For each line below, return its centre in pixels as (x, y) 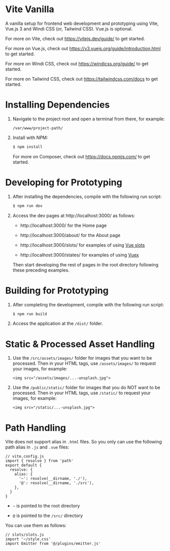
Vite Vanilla (30, 9)
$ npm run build (30, 314)
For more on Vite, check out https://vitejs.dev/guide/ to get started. (75, 39)
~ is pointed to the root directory (46, 506)
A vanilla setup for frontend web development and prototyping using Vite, (82, 23)
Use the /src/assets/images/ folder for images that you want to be (82, 358)
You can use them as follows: (36, 526)
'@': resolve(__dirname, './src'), (56, 483)
